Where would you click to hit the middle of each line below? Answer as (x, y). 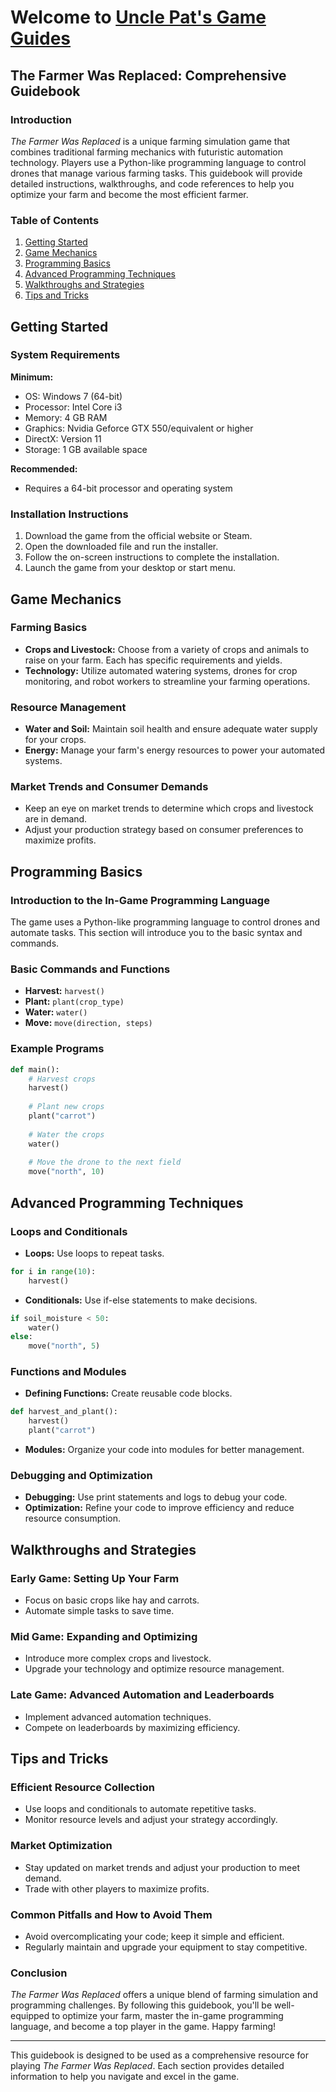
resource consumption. (73, 1518)
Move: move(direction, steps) (88, 1023)
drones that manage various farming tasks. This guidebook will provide (156, 173)
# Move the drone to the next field (105, 1162)
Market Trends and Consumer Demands (109, 787)
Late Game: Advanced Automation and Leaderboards (142, 1695)
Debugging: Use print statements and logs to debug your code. (156, 1497)
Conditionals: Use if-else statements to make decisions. (141, 1300)
